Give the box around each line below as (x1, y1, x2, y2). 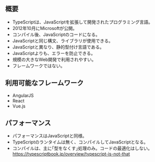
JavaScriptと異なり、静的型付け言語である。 (12, 44, 105, 50)
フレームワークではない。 (12, 62, 65, 68)
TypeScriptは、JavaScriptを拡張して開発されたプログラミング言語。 (12, 19, 153, 25)
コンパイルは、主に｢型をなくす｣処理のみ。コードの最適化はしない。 (12, 145, 153, 151)
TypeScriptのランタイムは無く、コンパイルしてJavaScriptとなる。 (12, 139, 149, 145)
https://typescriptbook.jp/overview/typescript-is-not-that (12, 151, 131, 157)
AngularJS (12, 92, 34, 98)
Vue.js (12, 103, 26, 109)
